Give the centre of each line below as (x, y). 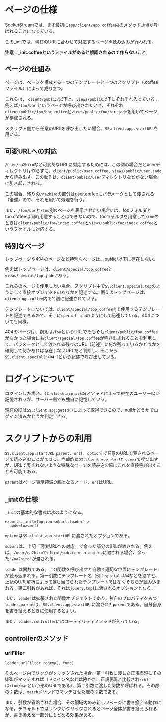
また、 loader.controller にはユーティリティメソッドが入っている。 (74, 621)
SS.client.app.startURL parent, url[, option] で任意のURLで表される (78, 453)
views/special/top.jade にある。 (38, 275)
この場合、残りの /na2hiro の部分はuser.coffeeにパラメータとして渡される (80, 194)
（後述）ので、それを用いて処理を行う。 (46, 199)
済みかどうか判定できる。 (44, 416)
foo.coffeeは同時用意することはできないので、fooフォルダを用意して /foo (80, 216)
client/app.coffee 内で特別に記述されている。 (52, 299)
